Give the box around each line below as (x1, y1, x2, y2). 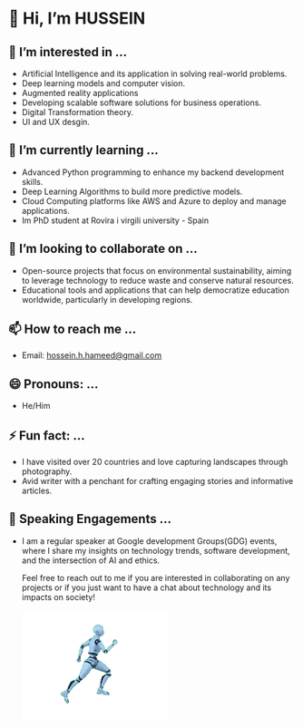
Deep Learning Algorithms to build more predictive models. (21, 186, 243, 197)
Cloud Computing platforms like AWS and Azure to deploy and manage (21, 195, 287, 207)
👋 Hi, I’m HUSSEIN (8, 8, 146, 29)
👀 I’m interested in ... (8, 44, 128, 60)
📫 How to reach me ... (8, 322, 137, 337)
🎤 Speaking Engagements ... (8, 511, 171, 527)
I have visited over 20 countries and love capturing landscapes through (21, 457, 288, 468)
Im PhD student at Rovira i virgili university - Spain (21, 215, 210, 226)
